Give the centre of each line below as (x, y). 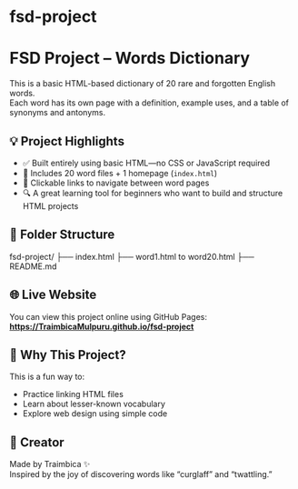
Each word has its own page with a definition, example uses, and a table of (149, 103)
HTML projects (50, 205)
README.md (33, 266)
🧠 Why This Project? (68, 355)
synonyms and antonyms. (58, 113)
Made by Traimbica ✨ (50, 464)
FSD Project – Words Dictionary (130, 59)
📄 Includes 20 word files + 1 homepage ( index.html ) (120, 173)
